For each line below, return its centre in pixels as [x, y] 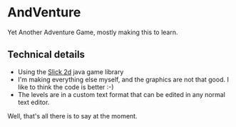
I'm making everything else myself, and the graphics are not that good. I [123, 79]
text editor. [34, 102]
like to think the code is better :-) [66, 87]
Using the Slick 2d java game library [71, 71]
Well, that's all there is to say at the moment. [72, 116]
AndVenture [44, 12]
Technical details [46, 55]
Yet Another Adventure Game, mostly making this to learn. [93, 32]
